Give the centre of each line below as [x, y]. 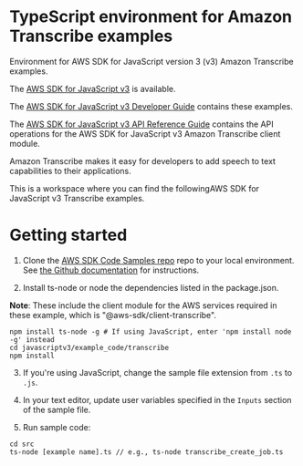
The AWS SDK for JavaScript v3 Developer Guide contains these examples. [151, 106]
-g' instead [32, 339]
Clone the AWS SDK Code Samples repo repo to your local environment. [158, 260]
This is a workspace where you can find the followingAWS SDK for [135, 188]
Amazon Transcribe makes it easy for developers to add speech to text [143, 161]
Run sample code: [57, 427]
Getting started [68, 235]
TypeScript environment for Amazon [151, 17]
